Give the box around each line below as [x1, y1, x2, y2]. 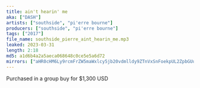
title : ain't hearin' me [6, 8, 68, 15]
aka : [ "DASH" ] [6, 14, 42, 20]
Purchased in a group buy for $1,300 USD [6, 75, 108, 82]
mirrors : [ [6, 58, 33, 64]
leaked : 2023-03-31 [6, 42, 55, 48]
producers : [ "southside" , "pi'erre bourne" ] [6, 25, 118, 32]
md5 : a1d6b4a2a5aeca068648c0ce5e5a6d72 [6, 53, 105, 59]
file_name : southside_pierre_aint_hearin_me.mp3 [6, 36, 129, 42]
